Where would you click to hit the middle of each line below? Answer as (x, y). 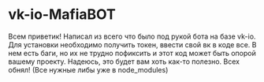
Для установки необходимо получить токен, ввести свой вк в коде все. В (132, 44)
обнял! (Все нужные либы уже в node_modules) (88, 69)
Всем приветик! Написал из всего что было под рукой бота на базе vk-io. (132, 36)
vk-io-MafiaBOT (62, 15)
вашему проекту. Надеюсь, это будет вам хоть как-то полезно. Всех (124, 61)
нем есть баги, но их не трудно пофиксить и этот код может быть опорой (132, 53)
